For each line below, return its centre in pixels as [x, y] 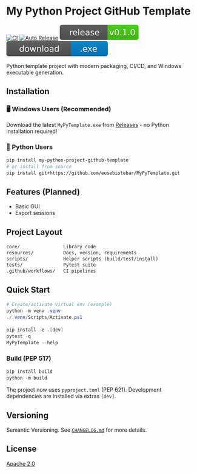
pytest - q [19, 336]
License [22, 449]
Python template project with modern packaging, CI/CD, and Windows [94, 66]
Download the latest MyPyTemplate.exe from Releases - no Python [88, 124]
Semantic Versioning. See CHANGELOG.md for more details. [77, 430]
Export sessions [35, 213]
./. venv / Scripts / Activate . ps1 [45, 317]
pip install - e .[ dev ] [35, 330]
